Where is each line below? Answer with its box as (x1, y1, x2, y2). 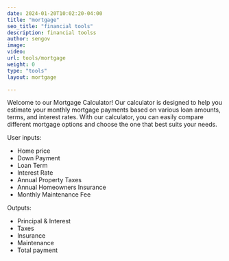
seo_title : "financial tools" (7, 23, 94, 29)
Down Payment (16, 154, 60, 162)
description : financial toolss (7, 29, 97, 36)
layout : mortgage (7, 73, 57, 81)
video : (7, 49, 26, 55)
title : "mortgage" (7, 16, 60, 23)
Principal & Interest (16, 217, 71, 225)
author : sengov (7, 36, 51, 42)
